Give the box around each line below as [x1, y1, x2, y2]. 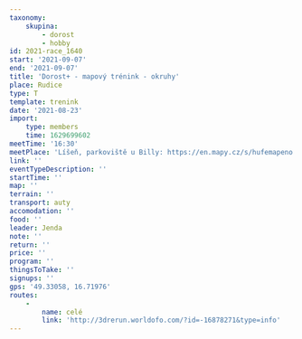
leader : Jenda [9, 223, 63, 232]
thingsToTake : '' [9, 266, 75, 275]
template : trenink [9, 97, 79, 107]
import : [9, 114, 39, 123]
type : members [25, 123, 79, 132]
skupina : [25, 22, 59, 31]
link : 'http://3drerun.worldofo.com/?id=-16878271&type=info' [42, 315, 281, 325]
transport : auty [9, 198, 71, 208]
